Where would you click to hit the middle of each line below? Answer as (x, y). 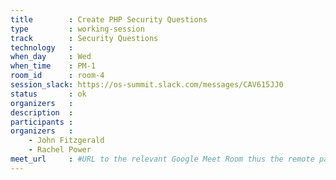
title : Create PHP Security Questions (109, 19)
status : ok (48, 94)
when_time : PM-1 (53, 66)
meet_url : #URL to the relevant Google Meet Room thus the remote (162, 159)
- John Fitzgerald (66, 141)
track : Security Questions (84, 38)
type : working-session (77, 29)
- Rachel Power (60, 150)
